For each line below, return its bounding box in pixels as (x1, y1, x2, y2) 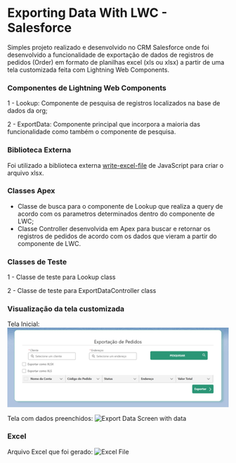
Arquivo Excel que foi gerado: (7, 448, 93, 456)
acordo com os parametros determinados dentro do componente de (17, 209, 216, 218)
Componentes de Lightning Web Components (7, 83, 166, 93)
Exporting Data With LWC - (7, 5, 168, 21)
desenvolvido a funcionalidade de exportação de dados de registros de (7, 51, 214, 59)
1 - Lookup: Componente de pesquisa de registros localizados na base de (7, 99, 221, 107)
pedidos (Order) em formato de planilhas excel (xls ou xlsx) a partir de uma (7, 58, 225, 66)
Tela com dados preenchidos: (7, 414, 93, 422)
